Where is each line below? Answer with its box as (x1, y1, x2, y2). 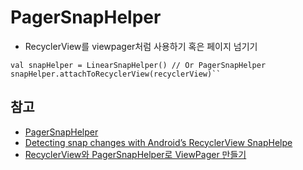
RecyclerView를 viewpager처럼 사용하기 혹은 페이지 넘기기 (24, 40, 258, 52)
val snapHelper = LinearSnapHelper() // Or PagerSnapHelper (10, 60, 267, 70)
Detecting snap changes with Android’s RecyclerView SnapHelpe (24, 136, 293, 148)
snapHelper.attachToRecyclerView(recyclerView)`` (10, 69, 222, 79)
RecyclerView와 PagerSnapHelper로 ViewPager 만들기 (24, 148, 247, 160)
